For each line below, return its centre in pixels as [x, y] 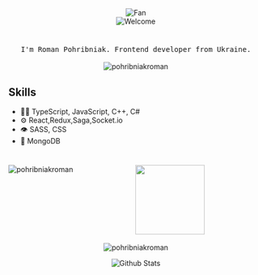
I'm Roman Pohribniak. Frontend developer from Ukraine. [136, 49]
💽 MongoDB [40, 141]
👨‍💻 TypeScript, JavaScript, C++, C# [80, 112]
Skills [22, 92]
